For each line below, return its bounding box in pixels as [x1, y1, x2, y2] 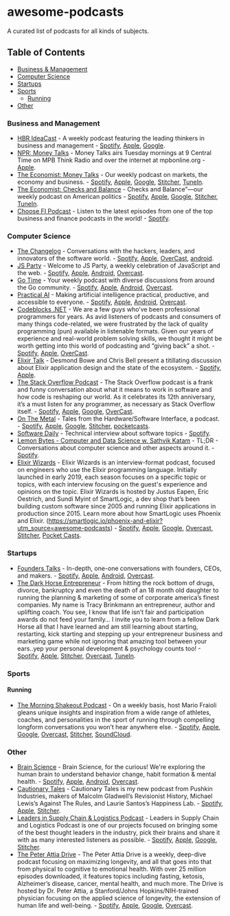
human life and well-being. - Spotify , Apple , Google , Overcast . [16, 902, 194, 910]
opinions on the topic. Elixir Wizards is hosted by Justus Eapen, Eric [16, 488, 209, 496]
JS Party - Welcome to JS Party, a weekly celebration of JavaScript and [16, 261, 221, 270]
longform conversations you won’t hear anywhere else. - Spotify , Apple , [16, 723, 221, 731]
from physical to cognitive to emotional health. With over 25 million [16, 865, 206, 873]
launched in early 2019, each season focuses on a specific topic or [16, 473, 207, 481]
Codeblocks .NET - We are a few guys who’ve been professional [16, 305, 200, 314]
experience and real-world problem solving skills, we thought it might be [16, 334, 222, 343]
